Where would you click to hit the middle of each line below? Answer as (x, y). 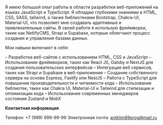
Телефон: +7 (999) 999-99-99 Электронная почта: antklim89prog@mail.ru (81, 117)
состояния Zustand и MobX (33, 99)
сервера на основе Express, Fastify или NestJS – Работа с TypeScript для (81, 78)
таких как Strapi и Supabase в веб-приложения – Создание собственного (81, 73)
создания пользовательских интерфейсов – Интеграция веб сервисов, (79, 67)
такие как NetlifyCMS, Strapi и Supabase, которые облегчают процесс (78, 33)
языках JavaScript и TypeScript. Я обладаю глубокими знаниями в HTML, (81, 12)
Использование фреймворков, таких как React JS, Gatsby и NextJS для (79, 62)
